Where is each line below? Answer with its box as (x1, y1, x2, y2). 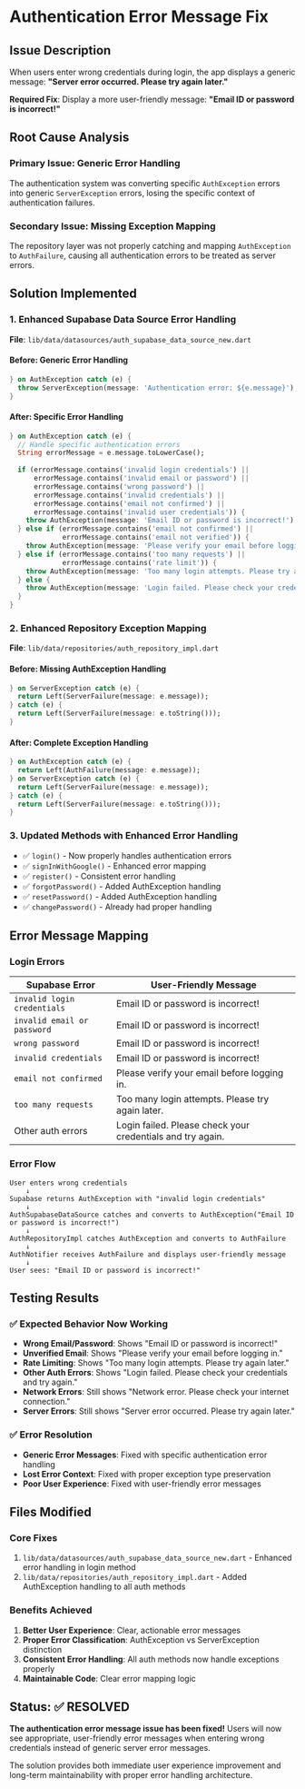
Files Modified (9, 1504, 93, 1519)
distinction (22, 1644, 63, 1655)
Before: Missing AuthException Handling (9, 663, 166, 674)
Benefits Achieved (9, 1604, 93, 1616)
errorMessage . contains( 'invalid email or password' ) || (33, 474, 250, 483)
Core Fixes (9, 1531, 58, 1544)
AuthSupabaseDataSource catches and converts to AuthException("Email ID (9, 1210, 295, 1219)
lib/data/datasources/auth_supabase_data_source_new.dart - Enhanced (22, 1552, 292, 1564)
